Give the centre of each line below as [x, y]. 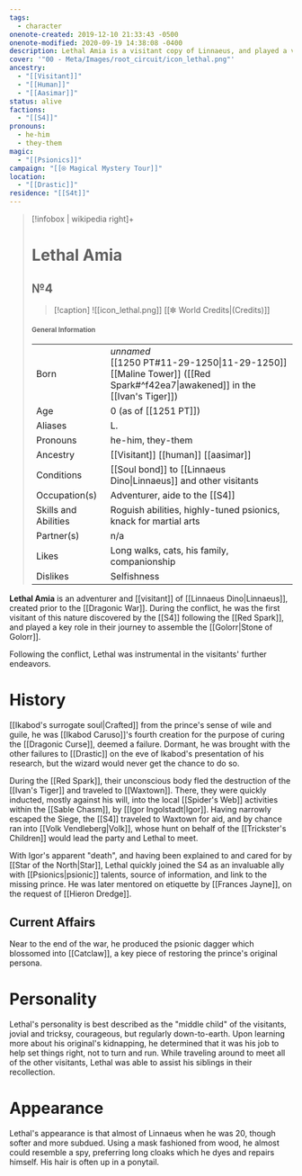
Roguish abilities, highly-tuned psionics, [195, 510]
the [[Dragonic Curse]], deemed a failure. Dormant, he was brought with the [150, 744]
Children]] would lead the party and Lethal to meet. [104, 839]
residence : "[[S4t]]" [50, 193]
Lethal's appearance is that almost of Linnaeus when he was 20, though [142, 1133]
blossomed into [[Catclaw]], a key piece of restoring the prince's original [143, 953]
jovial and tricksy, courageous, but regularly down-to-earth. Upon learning [147, 1033]
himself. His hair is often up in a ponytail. [84, 1162]
